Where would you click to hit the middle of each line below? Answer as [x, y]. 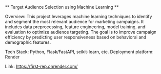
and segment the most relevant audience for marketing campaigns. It [74, 22]
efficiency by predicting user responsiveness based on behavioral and [76, 37]
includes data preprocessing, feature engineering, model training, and [75, 27]
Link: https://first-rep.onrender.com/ [41, 66]
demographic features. [28, 42]
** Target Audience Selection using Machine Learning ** [62, 7]
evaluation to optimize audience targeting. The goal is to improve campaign [81, 32]
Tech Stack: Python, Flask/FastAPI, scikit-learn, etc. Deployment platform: [79, 52]
